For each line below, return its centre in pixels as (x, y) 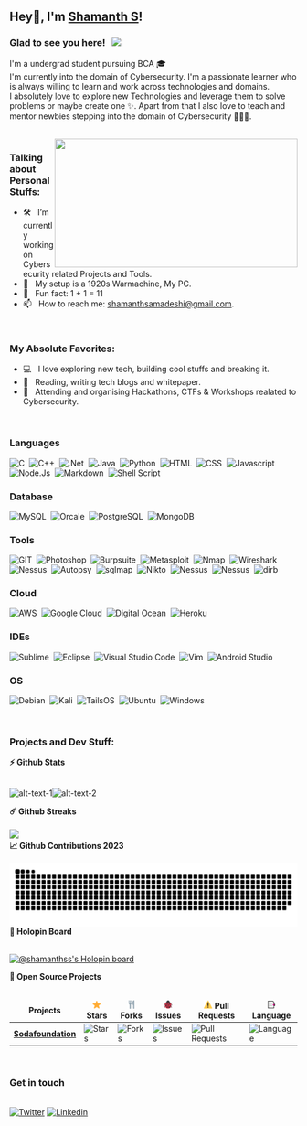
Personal (30, 180)
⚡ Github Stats (37, 762)
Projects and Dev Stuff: (62, 742)
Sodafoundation (45, 1034)
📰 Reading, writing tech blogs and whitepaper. (111, 382)
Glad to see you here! (58, 43)
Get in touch (37, 1082)
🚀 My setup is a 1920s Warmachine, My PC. (107, 284)
